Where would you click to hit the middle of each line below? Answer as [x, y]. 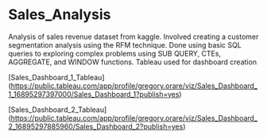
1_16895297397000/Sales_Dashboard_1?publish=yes [94, 94]
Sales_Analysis [60, 15]
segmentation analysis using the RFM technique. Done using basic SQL [125, 44]
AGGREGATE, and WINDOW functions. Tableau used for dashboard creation [132, 62]
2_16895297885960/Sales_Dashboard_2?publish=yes [96, 126]
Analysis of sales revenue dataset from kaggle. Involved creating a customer [133, 37]
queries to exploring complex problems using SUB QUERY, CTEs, [114, 53]
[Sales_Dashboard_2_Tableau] [58, 110]
